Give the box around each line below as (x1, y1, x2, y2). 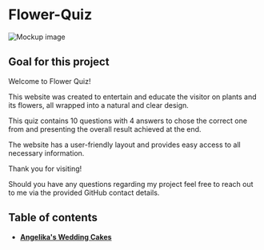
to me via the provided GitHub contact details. (8, 188, 160, 197)
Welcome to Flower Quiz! (8, 76, 91, 85)
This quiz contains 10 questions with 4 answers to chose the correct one (8, 116, 248, 125)
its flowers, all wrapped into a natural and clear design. (8, 100, 190, 109)
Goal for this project (8, 55, 110, 69)
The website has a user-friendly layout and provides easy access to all (8, 140, 242, 149)
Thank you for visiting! (8, 164, 82, 173)
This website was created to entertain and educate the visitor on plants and (8, 92, 258, 101)
